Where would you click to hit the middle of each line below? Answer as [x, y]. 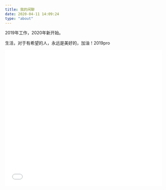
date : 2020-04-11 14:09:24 [32, 14]
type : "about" [19, 18]
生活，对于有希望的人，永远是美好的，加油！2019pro [57, 43]
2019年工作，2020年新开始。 [34, 33]
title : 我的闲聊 [20, 9]
